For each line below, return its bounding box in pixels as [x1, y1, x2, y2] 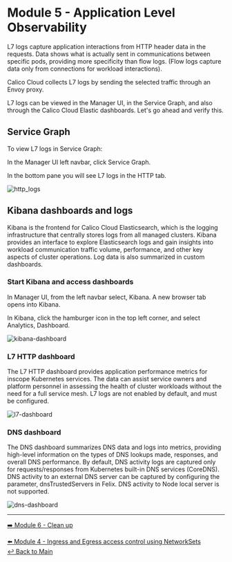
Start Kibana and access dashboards [7, 277, 134, 287]
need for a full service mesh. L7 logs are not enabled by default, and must [7, 390, 217, 398]
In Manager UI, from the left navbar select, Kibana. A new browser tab [7, 293, 206, 301]
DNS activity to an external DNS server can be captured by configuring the [7, 473, 220, 481]
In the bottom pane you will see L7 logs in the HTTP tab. [7, 171, 167, 179]
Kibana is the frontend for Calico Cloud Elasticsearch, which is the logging [7, 223, 219, 231]
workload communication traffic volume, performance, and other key [7, 245, 204, 253]
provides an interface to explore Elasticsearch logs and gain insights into [7, 237, 214, 246]
